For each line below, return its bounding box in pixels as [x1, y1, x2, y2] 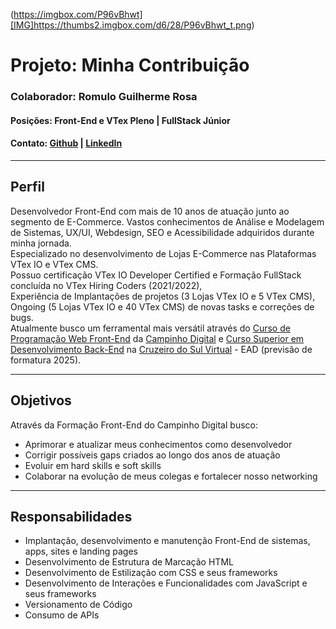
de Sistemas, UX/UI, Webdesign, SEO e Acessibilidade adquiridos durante [10, 226, 315, 238]
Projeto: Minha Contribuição [10, 54, 250, 77]
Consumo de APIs [24, 609, 100, 621]
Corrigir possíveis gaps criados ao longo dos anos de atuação [24, 449, 281, 461]
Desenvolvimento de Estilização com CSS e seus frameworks [24, 567, 278, 579]
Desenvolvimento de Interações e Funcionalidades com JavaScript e [24, 577, 308, 589]
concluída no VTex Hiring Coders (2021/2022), [10, 279, 203, 291]
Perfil [10, 179, 45, 196]
